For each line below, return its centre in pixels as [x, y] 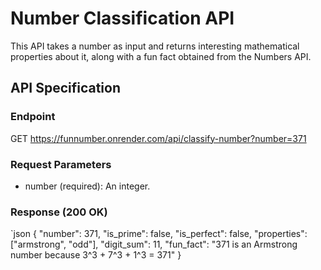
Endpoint [33, 117]
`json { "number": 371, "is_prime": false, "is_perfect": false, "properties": [159, 234]
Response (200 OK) [59, 212]
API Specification [66, 88]
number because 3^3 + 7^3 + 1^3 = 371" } [96, 255]
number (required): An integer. [87, 186]
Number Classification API [122, 18]
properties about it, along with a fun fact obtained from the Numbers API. [161, 56]
